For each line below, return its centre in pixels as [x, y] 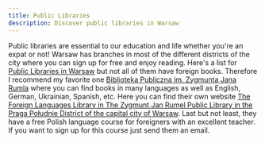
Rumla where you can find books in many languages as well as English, [125, 87]
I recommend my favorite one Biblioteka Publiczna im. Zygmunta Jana [122, 79]
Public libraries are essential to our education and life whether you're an [126, 45]
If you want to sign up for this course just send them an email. [109, 130]
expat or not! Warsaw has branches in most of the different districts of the [129, 54]
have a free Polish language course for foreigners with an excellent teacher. [132, 122]
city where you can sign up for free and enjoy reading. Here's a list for [123, 62]
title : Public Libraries [49, 15]
